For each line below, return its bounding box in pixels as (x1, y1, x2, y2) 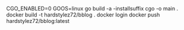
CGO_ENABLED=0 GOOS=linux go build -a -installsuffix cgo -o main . (6, 5, 179, 12)
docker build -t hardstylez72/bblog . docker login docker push (6, 11, 161, 18)
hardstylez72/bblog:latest (6, 18, 70, 24)
